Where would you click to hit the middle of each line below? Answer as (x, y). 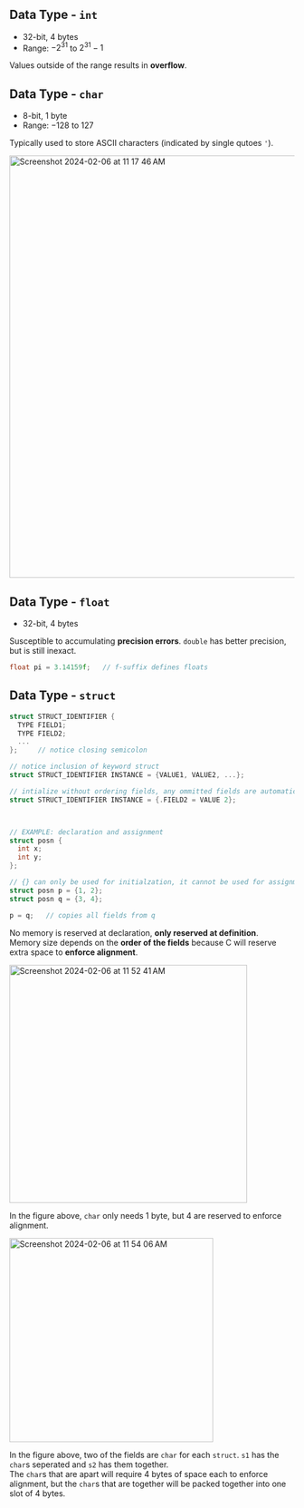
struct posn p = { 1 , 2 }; (56, 890)
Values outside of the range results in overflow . (98, 65)
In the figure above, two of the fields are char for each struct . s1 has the (144, 1454)
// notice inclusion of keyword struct (85, 767)
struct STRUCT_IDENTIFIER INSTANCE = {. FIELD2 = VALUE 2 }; (123, 800)
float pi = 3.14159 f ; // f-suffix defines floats (109, 667)
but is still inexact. (43, 651)
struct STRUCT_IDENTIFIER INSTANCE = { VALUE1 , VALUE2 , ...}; (127, 775)
